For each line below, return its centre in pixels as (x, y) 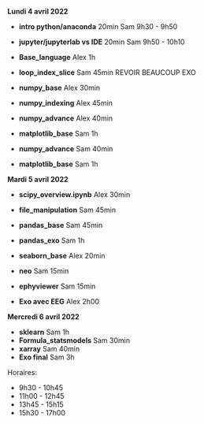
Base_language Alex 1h (57, 57)
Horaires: (22, 372)
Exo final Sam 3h (47, 357)
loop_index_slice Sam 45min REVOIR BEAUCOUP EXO (107, 73)
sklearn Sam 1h (44, 332)
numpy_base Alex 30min (59, 87)
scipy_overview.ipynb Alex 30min (74, 195)
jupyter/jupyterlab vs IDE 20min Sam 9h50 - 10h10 (102, 42)
